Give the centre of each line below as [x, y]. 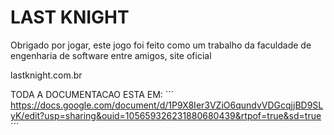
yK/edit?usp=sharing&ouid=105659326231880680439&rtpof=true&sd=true [166, 115]
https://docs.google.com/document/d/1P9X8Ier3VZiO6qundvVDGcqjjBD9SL [167, 105]
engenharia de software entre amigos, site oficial [111, 55]
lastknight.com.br [46, 75]
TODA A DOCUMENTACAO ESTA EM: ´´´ [92, 94]
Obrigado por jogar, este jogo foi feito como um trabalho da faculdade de [161, 45]
